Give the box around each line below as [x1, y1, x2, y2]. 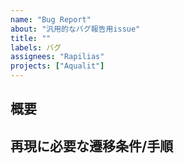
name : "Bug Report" [10, 14, 92, 25]
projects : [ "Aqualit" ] [10, 61, 105, 71]
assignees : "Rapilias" [10, 52, 105, 62]
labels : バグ [10, 42, 62, 53]
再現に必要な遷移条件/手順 [10, 137, 174, 155]
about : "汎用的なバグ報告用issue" [10, 24, 141, 34]
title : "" [10, 33, 52, 43]
